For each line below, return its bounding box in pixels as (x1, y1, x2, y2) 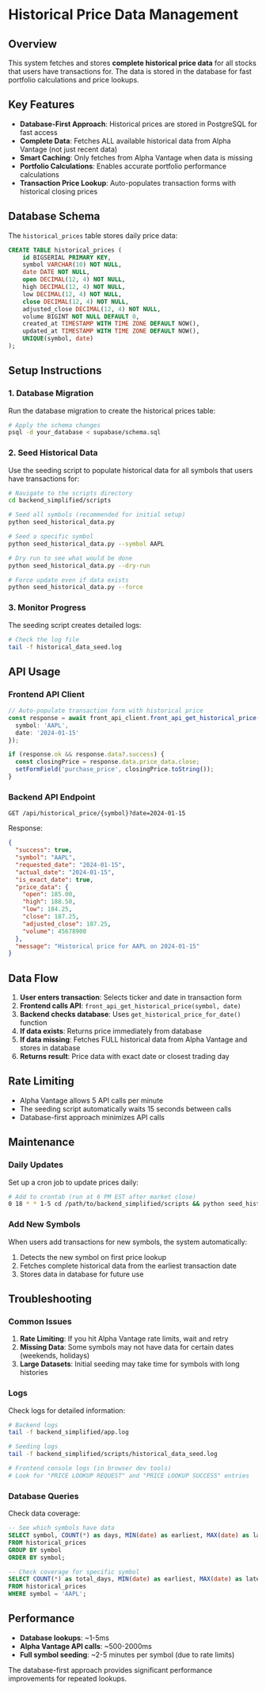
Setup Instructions (8, 364, 102, 378)
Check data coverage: (8, 1508, 81, 1518)
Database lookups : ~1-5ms (19, 1633, 109, 1643)
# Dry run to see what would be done (8, 554, 133, 562)
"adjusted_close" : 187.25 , (22, 919, 112, 928)
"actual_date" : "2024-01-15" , (15, 868, 115, 876)
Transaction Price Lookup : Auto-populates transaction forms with (19, 178, 236, 187)
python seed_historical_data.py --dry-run (8, 561, 150, 569)
